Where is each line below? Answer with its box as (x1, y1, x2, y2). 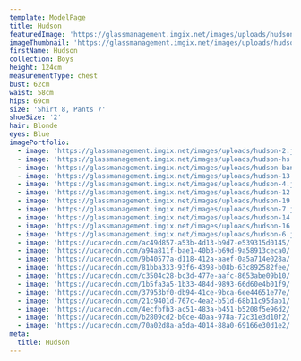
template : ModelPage (9, 13, 87, 22)
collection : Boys (9, 55, 74, 64)
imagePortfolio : (9, 138, 70, 147)
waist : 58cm (9, 88, 54, 97)
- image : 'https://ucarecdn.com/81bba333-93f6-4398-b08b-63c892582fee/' (17, 263, 295, 272)
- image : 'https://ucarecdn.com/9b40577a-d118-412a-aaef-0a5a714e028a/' (17, 254, 295, 264)
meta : (9, 330, 30, 339)
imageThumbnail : (9, 38, 70, 47)
